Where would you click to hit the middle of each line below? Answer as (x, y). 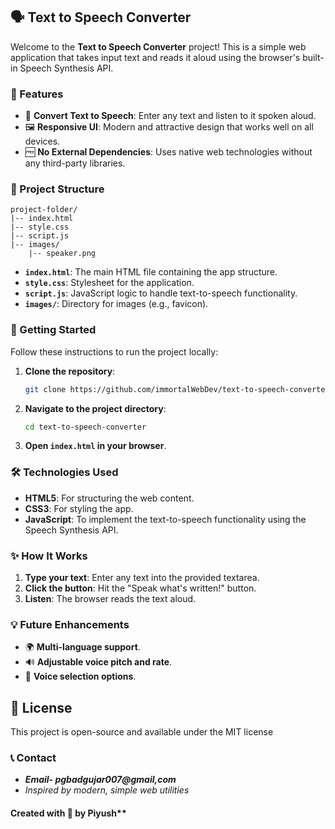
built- (313, 57)
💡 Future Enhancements (70, 624)
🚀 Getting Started (53, 330)
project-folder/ (44, 210)
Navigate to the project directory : (95, 408)
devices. (42, 141)
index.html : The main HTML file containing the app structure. (151, 272)
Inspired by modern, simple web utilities (107, 790)
